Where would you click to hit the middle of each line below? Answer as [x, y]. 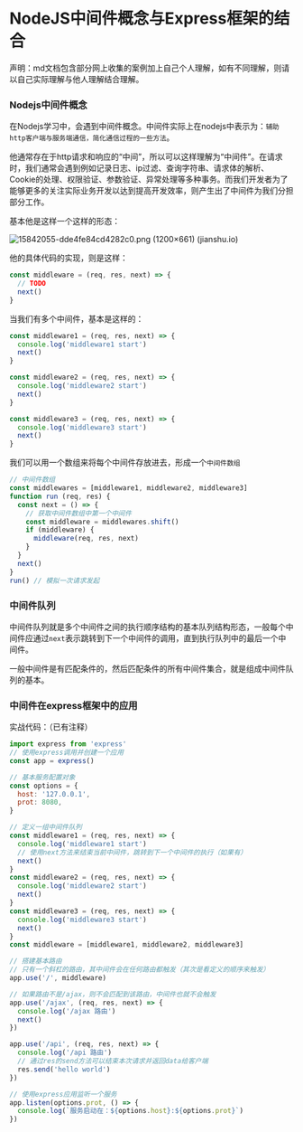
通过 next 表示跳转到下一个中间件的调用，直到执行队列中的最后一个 [156, 637]
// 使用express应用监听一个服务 [63, 1094]
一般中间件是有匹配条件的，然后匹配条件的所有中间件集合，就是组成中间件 [147, 668]
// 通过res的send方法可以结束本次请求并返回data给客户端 [113, 1061]
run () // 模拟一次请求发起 [55, 580]
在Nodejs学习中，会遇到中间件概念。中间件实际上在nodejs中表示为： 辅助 [144, 127]
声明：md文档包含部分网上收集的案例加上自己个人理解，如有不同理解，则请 [150, 68]
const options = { [44, 786]
